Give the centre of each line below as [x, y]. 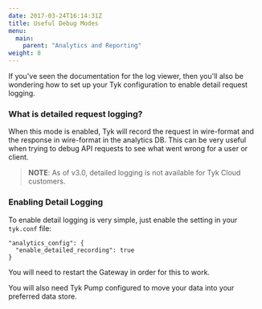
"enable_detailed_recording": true [75, 250]
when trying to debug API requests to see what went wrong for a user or [128, 149]
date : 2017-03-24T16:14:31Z [55, 16]
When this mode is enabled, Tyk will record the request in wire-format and [131, 132]
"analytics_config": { [46, 243]
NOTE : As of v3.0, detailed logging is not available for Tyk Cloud [134, 173]
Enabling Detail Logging [55, 202]
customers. [47, 181]
